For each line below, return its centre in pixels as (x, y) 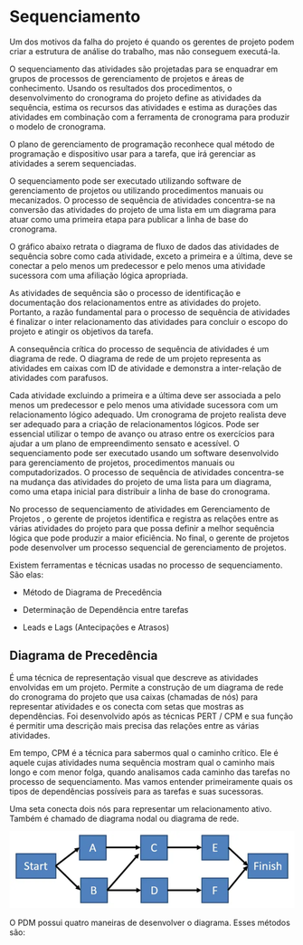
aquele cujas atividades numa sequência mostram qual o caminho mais (142, 762)
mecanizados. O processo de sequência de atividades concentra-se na (142, 200)
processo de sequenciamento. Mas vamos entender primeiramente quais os (151, 781)
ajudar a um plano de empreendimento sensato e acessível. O (124, 443)
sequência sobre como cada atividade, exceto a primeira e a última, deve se (151, 256)
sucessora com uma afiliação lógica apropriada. (99, 275)
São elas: (27, 574)
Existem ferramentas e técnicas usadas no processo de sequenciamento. (146, 565)
